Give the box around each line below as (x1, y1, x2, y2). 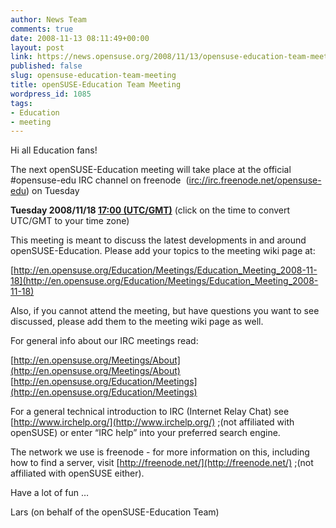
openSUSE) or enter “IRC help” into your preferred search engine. (10, 427, 281, 439)
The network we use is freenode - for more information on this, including (10, 446, 310, 458)
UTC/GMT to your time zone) (10, 215, 130, 227)
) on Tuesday (26, 185, 80, 197)
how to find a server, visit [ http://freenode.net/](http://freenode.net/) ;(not (10, 457, 314, 469)
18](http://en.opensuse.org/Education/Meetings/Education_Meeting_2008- (10, 275, 319, 287)
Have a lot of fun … (10, 487, 90, 499)
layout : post (10, 42, 65, 53)
